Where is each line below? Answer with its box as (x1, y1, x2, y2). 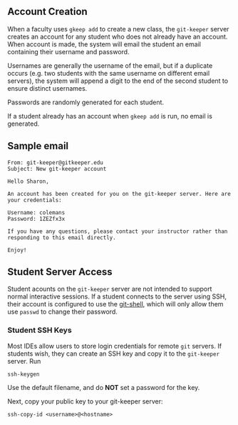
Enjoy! (7, 246, 27, 254)
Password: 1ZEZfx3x (7, 215, 66, 222)
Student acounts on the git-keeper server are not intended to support (7, 285, 212, 294)
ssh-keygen (7, 371, 40, 378)
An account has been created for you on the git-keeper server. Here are (7, 190, 232, 197)
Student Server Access (7, 266, 113, 278)
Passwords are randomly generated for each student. (7, 98, 165, 106)
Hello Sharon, (7, 178, 50, 185)
